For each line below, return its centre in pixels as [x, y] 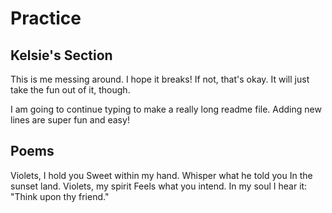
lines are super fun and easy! [70, 120]
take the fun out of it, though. [70, 90]
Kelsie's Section [61, 55]
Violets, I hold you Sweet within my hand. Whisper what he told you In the [161, 175]
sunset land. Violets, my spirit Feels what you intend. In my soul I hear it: [159, 186]
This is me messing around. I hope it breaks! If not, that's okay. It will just [160, 79]
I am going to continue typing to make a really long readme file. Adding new [166, 109]
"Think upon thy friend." [60, 196]
